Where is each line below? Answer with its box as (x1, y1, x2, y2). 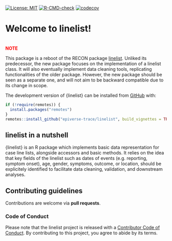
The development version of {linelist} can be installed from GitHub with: (5, 92, 157, 98)
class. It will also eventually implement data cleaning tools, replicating (5, 66, 152, 72)
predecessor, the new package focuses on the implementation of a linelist (5, 61, 161, 67)
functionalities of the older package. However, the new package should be (5, 71, 162, 77)
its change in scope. (5, 82, 48, 88)
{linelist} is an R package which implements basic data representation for (5, 144, 160, 151)
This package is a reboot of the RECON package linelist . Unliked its (5, 55, 147, 61)
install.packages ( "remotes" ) (10, 107, 72, 112)
